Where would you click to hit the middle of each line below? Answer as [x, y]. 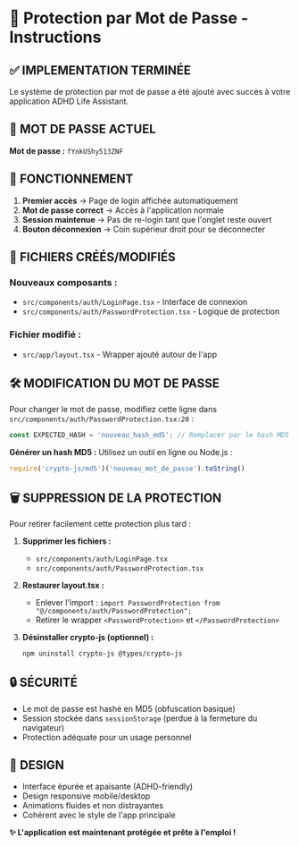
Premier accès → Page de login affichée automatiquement [130, 200]
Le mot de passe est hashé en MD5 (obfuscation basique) [129, 708]
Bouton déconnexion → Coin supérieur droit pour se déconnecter [144, 229]
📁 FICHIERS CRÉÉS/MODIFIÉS [92, 257]
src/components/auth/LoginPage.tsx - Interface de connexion [135, 302]
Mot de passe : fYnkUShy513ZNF [66, 150]
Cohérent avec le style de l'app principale [99, 815]
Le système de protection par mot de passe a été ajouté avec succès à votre [150, 92]
